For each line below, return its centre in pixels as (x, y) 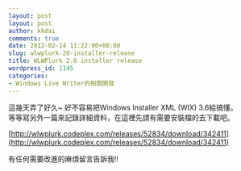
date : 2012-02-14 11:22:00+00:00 (64, 46)
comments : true (34, 38)
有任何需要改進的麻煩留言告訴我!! (64, 159)
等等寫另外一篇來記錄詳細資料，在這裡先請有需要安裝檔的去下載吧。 (121, 117)
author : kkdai (32, 31)
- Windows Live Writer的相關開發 (61, 83)
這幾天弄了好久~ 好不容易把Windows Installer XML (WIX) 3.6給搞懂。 (123, 107)
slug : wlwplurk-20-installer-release (72, 53)
